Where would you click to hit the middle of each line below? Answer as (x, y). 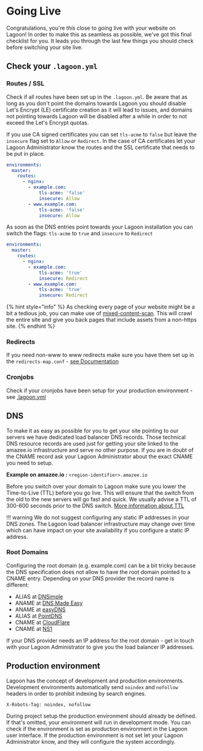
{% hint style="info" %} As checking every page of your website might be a (101, 307)
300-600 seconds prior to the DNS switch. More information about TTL (95, 506)
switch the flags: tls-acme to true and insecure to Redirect (80, 233)
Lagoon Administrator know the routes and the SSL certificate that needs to (101, 147)
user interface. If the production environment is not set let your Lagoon (95, 735)
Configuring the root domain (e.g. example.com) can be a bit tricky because (101, 566)
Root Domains (27, 552)
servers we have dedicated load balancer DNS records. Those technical (96, 437)
